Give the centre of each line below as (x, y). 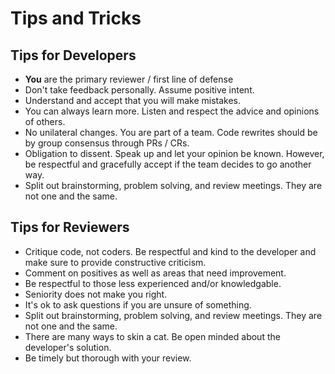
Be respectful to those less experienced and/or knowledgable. (153, 283)
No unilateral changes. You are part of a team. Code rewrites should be (171, 132)
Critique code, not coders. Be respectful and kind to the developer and (170, 251)
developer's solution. (68, 347)
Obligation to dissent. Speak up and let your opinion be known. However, (174, 153)
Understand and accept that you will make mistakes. (133, 100)
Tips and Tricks (76, 18)
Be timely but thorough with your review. (108, 358)
